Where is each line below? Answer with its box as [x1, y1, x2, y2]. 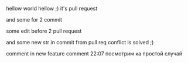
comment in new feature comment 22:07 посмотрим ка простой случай [6, 50, 183, 57]
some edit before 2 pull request [6, 27, 82, 34]
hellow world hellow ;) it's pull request [6, 5, 98, 12]
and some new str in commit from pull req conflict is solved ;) [6, 39, 154, 45]
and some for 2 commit [6, 16, 63, 23]
